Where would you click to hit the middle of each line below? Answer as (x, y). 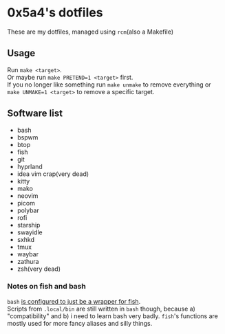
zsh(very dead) (39, 269)
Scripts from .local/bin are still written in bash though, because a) (101, 309)
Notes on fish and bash (46, 287)
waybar (28, 254)
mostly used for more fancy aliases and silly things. (80, 323)
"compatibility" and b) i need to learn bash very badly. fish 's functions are (112, 316)
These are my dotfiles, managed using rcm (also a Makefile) (90, 32)
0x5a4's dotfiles (55, 13)
